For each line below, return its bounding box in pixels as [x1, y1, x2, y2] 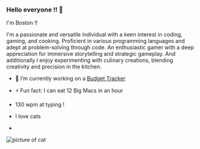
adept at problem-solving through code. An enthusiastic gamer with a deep [6, 44, 195, 51]
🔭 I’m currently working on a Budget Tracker [15, 75, 126, 82]
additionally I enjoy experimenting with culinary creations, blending [6, 57, 174, 64]
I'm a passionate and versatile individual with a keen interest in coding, [6, 31, 183, 38]
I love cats [15, 113, 41, 120]
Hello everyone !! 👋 [6, 5, 64, 14]
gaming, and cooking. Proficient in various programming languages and [6, 38, 185, 45]
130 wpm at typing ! [15, 101, 65, 108]
